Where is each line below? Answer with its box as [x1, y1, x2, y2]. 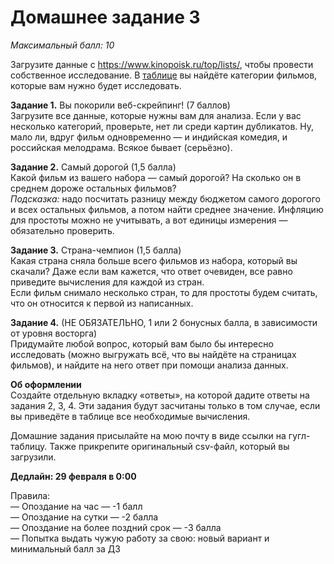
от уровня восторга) [10, 327, 98, 339]
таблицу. [10, 440, 48, 452]
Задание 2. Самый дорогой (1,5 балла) [10, 161, 177, 173]
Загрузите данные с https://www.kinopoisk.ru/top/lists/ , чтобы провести [10, 58, 314, 70]
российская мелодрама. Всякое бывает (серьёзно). [10, 141, 233, 153]
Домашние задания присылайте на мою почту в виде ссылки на [10, 429, 287, 441]
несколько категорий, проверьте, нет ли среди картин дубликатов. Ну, [10, 120, 315, 132]
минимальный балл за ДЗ [10, 542, 121, 555]
